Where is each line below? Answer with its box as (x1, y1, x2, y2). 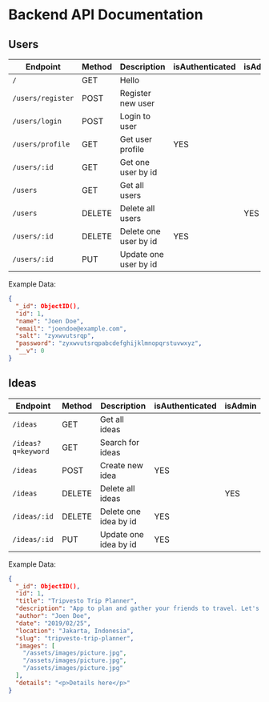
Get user (119, 134, 153, 145)
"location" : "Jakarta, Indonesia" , (15, 627, 134, 635)
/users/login (12, 117, 62, 126)
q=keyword (12, 447, 50, 455)
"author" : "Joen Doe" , (15, 612, 91, 620)
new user (119, 98, 155, 109)
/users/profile (12, 140, 70, 149)
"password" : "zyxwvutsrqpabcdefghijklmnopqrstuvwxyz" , (15, 339, 203, 347)
